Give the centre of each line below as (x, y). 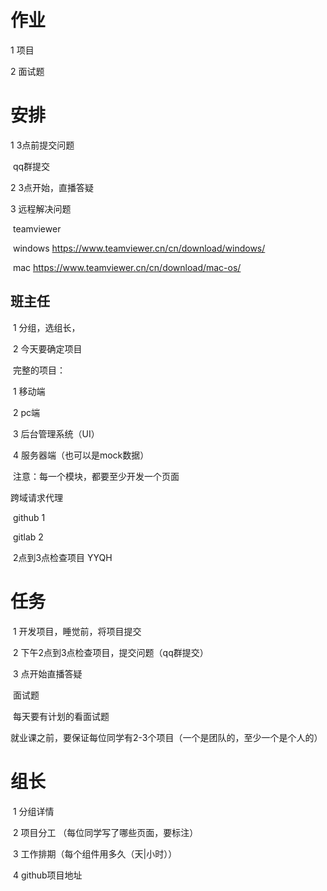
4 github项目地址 (47, 875)
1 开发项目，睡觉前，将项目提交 (77, 631)
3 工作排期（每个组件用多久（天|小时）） (95, 853)
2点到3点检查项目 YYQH (62, 557)
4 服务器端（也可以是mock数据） (81, 455)
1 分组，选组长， (46, 327)
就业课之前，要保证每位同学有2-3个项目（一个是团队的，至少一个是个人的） (166, 737)
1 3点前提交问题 (42, 145)
